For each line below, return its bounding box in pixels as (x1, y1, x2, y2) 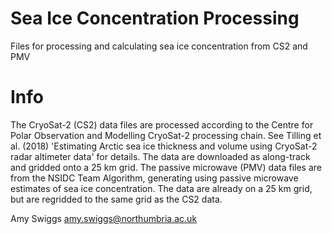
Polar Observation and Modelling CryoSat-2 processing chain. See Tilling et (10, 129, 322, 141)
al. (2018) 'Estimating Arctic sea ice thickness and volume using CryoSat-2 (10, 140, 318, 152)
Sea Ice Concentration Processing (10, 7, 300, 30)
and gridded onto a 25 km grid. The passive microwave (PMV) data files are (10, 161, 322, 173)
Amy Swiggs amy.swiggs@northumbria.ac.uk (10, 212, 198, 224)
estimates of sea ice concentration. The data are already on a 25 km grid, (10, 182, 313, 194)
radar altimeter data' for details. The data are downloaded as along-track (10, 150, 311, 162)
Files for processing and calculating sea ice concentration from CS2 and (10, 40, 308, 52)
